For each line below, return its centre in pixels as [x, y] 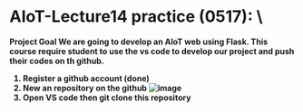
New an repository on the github [85, 88]
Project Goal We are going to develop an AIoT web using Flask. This [139, 42]
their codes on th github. [57, 61]
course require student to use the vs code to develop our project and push [152, 51]
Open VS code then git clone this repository [107, 98]
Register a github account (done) [86, 78]
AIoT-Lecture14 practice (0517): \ [136, 17]
